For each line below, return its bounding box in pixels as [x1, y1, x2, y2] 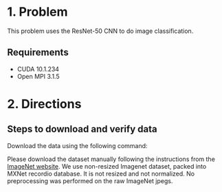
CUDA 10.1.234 [16, 64, 60, 73]
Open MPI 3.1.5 [16, 72, 60, 80]
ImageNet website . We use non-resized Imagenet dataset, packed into [7, 162, 207, 170]
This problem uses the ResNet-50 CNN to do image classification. [7, 27, 194, 35]
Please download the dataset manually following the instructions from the [7, 155, 215, 163]
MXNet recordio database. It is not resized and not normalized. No [7, 169, 195, 178]
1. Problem [7, 4, 68, 20]
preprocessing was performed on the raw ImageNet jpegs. [7, 176, 173, 185]
